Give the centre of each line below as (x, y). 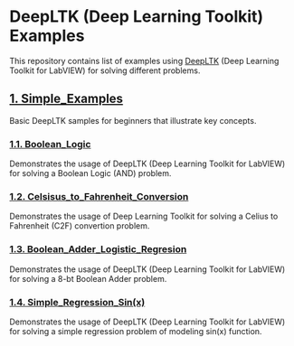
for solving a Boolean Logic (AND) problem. (90, 173)
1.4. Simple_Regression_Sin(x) (77, 302)
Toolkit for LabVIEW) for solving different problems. (105, 70)
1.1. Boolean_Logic (50, 144)
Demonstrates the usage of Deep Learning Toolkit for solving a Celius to (144, 216)
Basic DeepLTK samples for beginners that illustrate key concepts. (133, 120)
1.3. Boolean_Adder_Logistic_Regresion (98, 249)
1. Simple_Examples (66, 99)
